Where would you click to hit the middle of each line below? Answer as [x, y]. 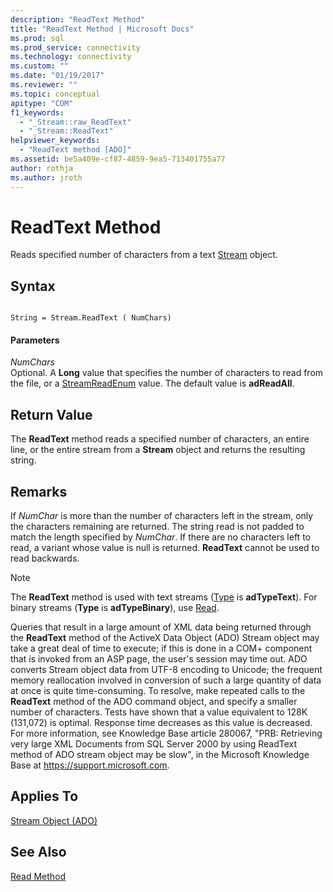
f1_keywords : [37, 112]
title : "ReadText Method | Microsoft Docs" [102, 29]
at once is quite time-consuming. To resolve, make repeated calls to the [158, 691]
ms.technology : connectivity [71, 57]
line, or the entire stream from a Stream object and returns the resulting [158, 450]
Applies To [44, 796]
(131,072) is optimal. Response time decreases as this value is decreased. [161, 723]
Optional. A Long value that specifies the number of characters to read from [167, 373]
